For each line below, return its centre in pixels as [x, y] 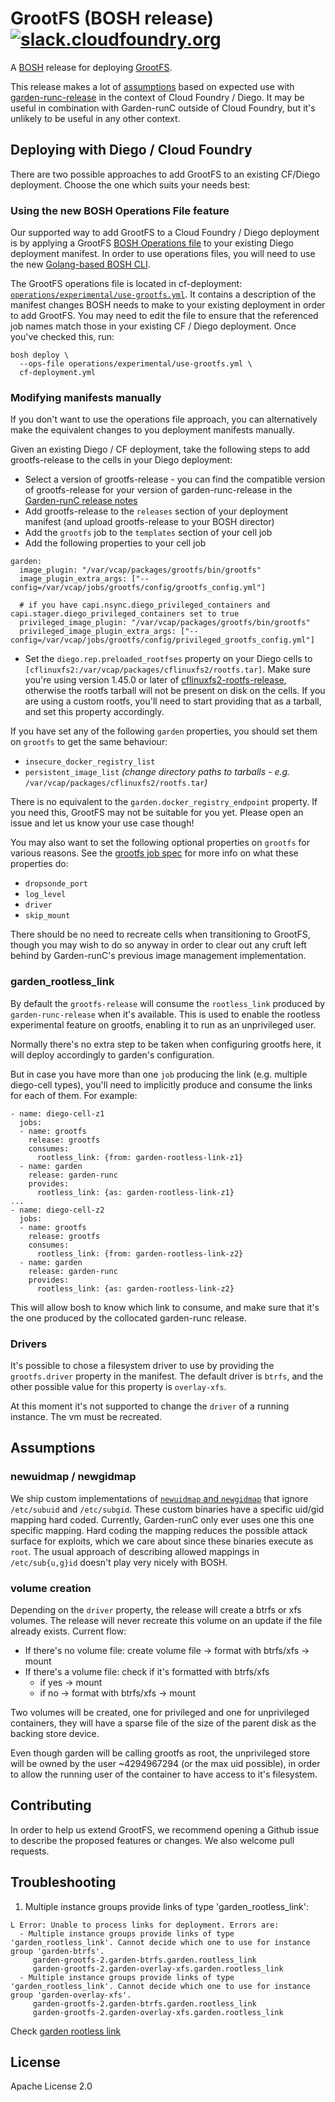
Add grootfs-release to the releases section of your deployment [156, 511]
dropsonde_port [56, 884]
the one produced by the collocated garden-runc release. [129, 1318]
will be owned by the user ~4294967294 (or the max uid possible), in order [165, 1763]
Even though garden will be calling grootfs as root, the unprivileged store [160, 1753]
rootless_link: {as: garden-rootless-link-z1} [135, 1192]
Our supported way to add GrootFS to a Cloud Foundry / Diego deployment [165, 233]
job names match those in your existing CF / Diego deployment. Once [153, 326]
